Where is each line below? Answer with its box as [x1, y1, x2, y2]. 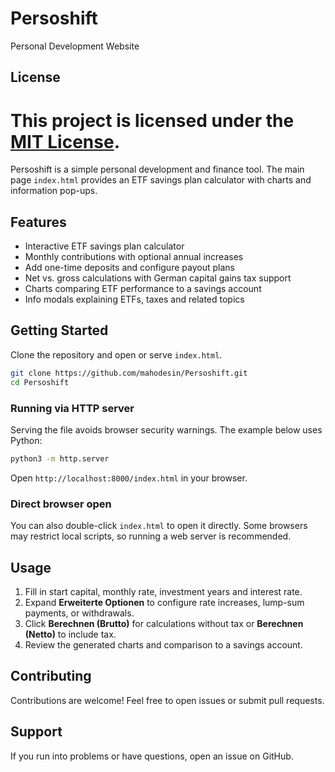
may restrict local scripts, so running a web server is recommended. [10, 530, 292, 542]
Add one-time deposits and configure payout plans [24, 262, 235, 274]
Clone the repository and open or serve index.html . [10, 348, 223, 361]
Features [10, 213, 67, 231]
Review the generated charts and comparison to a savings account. [24, 638, 303, 651]
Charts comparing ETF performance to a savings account [24, 283, 262, 295]
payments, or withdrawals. [24, 607, 135, 619]
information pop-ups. [10, 185, 98, 197]
